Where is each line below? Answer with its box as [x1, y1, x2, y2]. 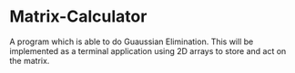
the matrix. [9, 55, 50, 66]
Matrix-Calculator [9, 6, 147, 27]
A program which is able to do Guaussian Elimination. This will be [9, 36, 254, 47]
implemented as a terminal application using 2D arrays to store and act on [9, 45, 287, 56]
